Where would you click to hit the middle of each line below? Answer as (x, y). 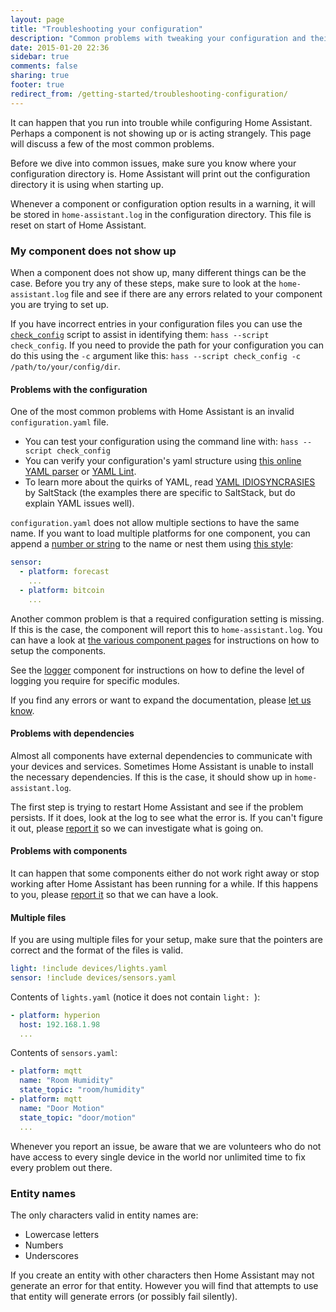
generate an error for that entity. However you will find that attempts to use (164, 1285)
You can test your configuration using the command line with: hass (161, 442)
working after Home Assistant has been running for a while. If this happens (164, 883)
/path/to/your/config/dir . (65, 366)
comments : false (44, 66)
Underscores (51, 1255)
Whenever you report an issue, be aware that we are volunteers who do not (166, 1146)
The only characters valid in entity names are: (104, 1215)
